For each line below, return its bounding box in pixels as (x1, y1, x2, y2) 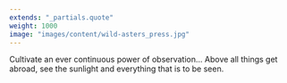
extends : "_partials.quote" (9, 12, 114, 22)
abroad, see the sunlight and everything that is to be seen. (9, 63, 224, 74)
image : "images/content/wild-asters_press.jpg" (9, 29, 190, 38)
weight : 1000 (9, 21, 58, 30)
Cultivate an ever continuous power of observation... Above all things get (9, 54, 278, 65)
